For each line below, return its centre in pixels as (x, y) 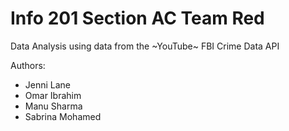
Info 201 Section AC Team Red (137, 18)
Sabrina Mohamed (63, 116)
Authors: (28, 65)
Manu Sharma (53, 106)
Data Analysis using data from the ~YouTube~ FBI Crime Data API (145, 46)
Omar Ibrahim (53, 95)
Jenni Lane (48, 84)
